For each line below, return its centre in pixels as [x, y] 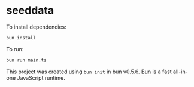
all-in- [180, 72]
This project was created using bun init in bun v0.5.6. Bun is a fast [89, 72]
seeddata [30, 10]
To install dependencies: [37, 27]
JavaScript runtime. [41, 77]
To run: [15, 49]
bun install [21, 38]
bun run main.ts [26, 60]
